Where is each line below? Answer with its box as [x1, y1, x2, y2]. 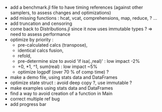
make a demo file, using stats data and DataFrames [10, 74, 118, 80]
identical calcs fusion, [17, 48, 63, 53]
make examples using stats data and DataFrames [10, 85, 113, 91]
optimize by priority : [10, 36, 54, 43]
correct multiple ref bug [10, 96, 60, 102]
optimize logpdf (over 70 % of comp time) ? [17, 69, 109, 75]
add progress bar [10, 101, 47, 107]
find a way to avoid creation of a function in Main [10, 91, 113, 96]
